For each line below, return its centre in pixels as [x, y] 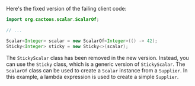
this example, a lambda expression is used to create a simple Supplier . [92, 77]
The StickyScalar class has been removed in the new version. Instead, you [98, 58]
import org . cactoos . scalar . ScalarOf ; [53, 20]
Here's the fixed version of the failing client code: [66, 9]
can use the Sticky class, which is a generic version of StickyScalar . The [96, 64]
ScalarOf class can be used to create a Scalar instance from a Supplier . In [97, 70]
